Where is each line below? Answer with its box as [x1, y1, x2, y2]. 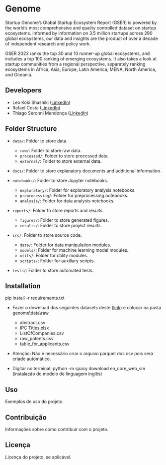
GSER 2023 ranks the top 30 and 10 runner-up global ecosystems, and [5, 50, 150, 56]
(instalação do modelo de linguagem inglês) [12, 371, 102, 377]
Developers [5, 86, 42, 95]
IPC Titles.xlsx [19, 325, 49, 331]
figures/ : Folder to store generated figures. [19, 217, 109, 223]
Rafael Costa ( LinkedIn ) [12, 104, 61, 110]
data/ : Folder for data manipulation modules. [19, 242, 112, 248]
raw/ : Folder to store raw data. [19, 147, 82, 153]
